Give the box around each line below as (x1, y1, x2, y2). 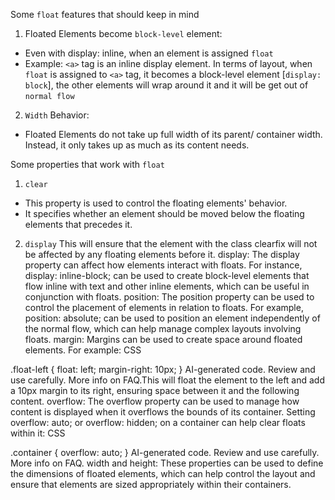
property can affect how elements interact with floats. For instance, (24, 259, 303, 271)
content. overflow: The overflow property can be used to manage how (10, 395, 300, 407)
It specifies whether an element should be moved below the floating (24, 208, 305, 219)
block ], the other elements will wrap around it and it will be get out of (24, 79, 309, 91)
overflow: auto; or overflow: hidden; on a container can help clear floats (10, 417, 306, 428)
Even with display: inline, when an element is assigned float (24, 47, 274, 59)
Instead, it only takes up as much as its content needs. (24, 139, 250, 151)
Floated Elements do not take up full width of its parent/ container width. (24, 129, 323, 140)
